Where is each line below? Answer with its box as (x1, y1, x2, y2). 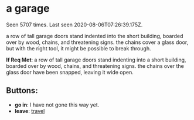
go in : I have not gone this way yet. (14, 101, 100, 108)
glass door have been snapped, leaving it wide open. (6, 68, 134, 76)
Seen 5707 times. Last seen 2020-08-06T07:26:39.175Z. (6, 21, 143, 28)
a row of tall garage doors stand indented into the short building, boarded (6, 32, 183, 39)
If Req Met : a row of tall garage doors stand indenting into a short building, (6, 56, 186, 63)
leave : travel (14, 107, 45, 114)
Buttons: (6, 85, 38, 95)
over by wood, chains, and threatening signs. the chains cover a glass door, (6, 39, 189, 46)
